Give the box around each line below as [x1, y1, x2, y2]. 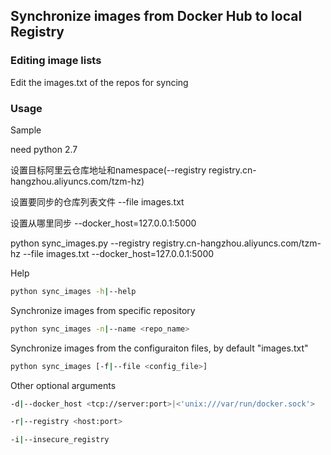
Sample [10, 124, 42, 136]
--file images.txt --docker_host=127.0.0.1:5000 [22, 247, 215, 259]
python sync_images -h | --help [10, 286, 137, 296]
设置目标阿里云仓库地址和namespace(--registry [10, 164, 207, 176]
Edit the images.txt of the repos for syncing [10, 76, 189, 88]
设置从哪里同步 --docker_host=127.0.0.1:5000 [10, 217, 197, 229]
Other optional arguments [10, 379, 117, 391]
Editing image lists [10, 54, 102, 68]
